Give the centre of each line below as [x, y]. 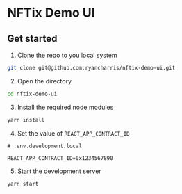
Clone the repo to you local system [67, 55]
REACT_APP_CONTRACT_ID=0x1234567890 [60, 158]
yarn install [26, 120]
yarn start [23, 184]
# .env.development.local [44, 146]
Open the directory [44, 81]
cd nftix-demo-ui [32, 94]
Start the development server [59, 171]
